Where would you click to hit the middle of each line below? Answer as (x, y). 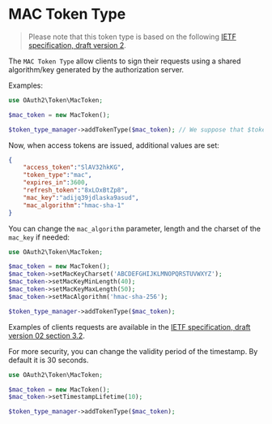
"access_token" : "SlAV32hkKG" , (74, 167)
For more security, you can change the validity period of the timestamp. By (133, 351)
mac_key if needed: (39, 237)
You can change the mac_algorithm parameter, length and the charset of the (135, 228)
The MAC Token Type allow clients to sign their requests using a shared (125, 61)
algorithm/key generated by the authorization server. (96, 69)
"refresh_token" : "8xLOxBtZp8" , (76, 190)
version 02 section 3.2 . (47, 335)
